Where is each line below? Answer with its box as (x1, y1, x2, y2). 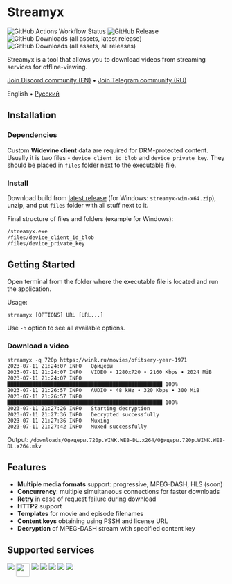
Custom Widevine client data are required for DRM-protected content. (7, 146, 209, 154)
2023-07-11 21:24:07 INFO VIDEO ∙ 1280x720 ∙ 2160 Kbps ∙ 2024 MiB (7, 369, 213, 376)
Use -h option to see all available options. (7, 324, 125, 332)
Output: (7, 436, 29, 444)
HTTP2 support (17, 502, 62, 510)
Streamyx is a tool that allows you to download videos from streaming (7, 55, 206, 63)
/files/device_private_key (7, 240, 85, 247)
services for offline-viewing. (7, 62, 88, 71)
